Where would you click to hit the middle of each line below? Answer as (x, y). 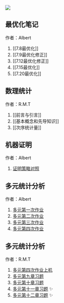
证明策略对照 (26, 168)
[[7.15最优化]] (26, 67)
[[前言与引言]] (27, 115)
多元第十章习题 (28, 283)
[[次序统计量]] (27, 127)
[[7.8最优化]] (25, 48)
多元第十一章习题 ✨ (33, 289)
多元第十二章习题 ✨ (33, 295)
